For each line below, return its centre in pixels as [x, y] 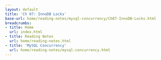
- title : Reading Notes [29, 37]
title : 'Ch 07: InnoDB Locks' [36, 14]
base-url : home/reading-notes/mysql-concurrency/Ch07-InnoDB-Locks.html [81, 18]
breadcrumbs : [18, 23]
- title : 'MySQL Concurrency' [36, 45]
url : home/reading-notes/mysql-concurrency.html [60, 50]
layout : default [22, 9]
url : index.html [26, 32]
